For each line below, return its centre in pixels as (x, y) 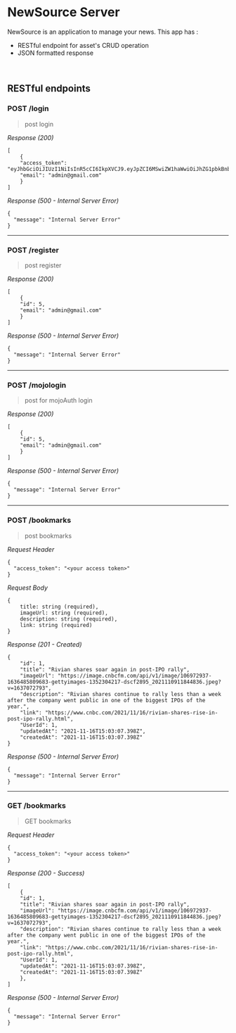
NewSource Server (64, 12)
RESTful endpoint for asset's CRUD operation (83, 45)
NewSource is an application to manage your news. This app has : (103, 32)
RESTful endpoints (49, 89)
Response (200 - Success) (46, 873)
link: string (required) (56, 625)
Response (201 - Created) (45, 644)
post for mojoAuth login (58, 400)
